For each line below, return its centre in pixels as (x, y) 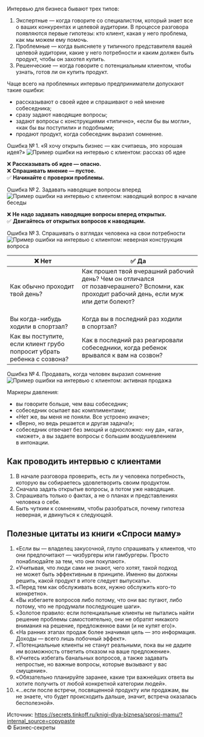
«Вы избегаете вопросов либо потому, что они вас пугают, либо (99, 600)
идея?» (16, 152)
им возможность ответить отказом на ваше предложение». (93, 651)
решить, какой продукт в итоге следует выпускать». (84, 580)
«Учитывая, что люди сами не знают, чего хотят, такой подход (96, 567)
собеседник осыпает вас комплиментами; (71, 410)
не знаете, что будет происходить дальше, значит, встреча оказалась (106, 696)
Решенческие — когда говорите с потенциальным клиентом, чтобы (103, 65)
